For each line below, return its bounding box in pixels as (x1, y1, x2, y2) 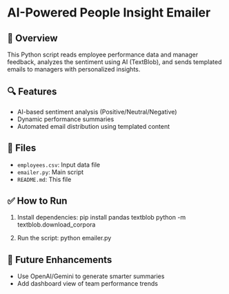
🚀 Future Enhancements (7, 253, 112, 266)
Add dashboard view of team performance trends (17, 280, 159, 288)
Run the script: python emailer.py (17, 234, 112, 242)
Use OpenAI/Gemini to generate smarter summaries (17, 272, 165, 280)
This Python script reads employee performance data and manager (7, 50, 199, 59)
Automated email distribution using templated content (17, 122, 170, 130)
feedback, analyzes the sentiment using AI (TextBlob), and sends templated (7, 58, 222, 66)
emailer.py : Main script (17, 167, 84, 176)
